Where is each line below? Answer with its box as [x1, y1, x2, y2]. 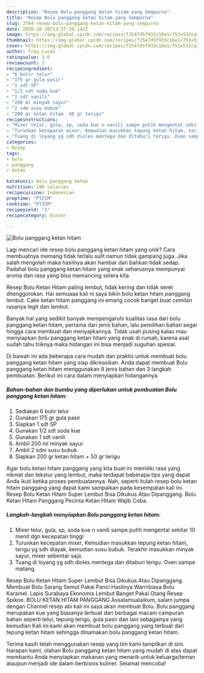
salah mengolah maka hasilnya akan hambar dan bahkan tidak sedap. [6, 259, 180, 267]
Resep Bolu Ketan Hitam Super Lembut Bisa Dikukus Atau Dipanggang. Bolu [6, 490, 196, 498]
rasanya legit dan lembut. [6, 303, 70, 310]
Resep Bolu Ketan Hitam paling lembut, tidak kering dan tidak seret [6, 284, 173, 291]
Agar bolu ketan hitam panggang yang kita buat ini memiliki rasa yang [6, 465, 181, 472]
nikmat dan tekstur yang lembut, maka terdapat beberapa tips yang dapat [6, 471, 190, 478]
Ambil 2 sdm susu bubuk [15, 447, 78, 454]
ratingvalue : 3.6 [6, 54, 50, 60]
